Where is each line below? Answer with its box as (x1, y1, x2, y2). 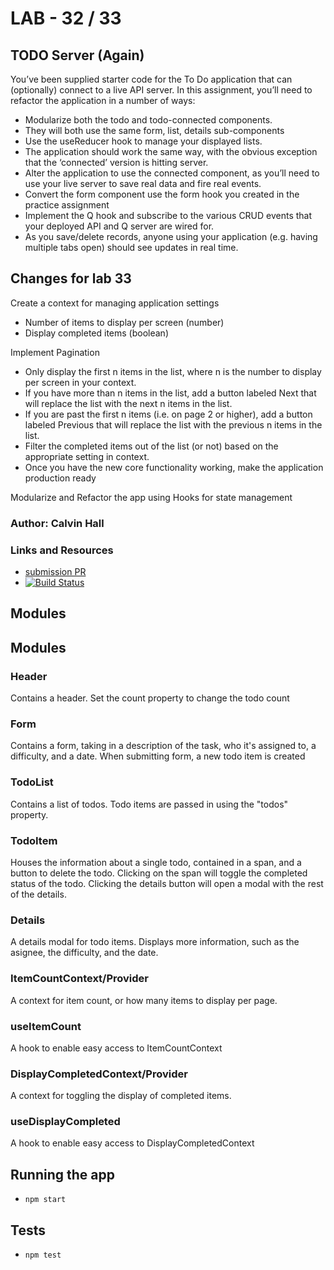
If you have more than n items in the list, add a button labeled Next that (24, 387, 317, 399)
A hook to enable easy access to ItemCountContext (10, 1042, 223, 1054)
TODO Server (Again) (10, 47, 145, 64)
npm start (24, 1195, 67, 1205)
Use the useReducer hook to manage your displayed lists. (24, 135, 263, 147)
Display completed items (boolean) (24, 327, 169, 339)
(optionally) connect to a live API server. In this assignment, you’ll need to (10, 84, 313, 96)
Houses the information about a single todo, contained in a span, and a (10, 857, 302, 868)
